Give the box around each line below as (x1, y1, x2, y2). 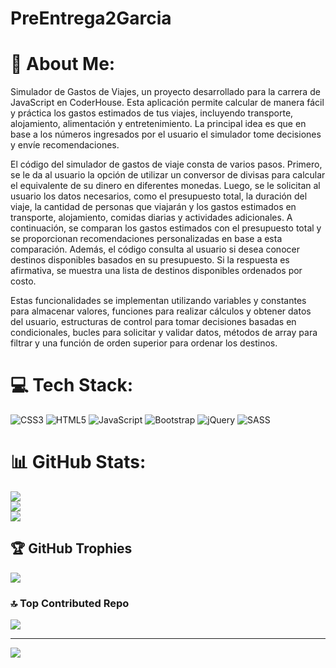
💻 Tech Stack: (10, 374, 134, 397)
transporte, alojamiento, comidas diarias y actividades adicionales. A (10, 212, 293, 224)
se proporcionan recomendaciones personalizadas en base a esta (10, 233, 283, 245)
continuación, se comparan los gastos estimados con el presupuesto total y (10, 222, 322, 234)
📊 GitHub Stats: (10, 451, 147, 474)
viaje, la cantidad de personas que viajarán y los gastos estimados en (10, 201, 297, 213)
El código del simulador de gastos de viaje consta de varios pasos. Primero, (10, 158, 323, 171)
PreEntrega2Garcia (10, 7, 172, 30)
